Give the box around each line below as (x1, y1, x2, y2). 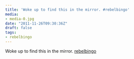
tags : (5, 30, 16, 35)
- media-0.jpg (5, 16, 35, 21)
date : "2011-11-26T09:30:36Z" (5, 21, 68, 26)
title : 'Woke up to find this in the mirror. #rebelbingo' (5, 7, 130, 12)
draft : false (5, 26, 32, 30)
